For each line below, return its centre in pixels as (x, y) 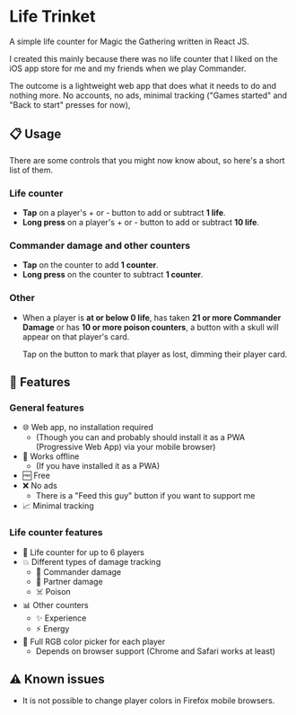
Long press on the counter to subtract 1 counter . (113, 275)
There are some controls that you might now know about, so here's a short (147, 160)
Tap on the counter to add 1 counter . (90, 265)
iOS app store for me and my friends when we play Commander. (128, 68)
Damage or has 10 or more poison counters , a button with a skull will (151, 327)
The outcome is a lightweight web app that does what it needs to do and (143, 85)
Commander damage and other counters (100, 245)
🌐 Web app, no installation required (88, 428)
